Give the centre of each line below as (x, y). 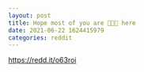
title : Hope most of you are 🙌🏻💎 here (72, 23)
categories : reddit (40, 38)
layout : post (30, 15)
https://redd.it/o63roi (42, 60)
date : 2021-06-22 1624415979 (56, 30)
